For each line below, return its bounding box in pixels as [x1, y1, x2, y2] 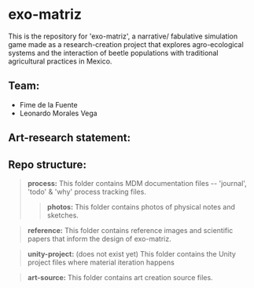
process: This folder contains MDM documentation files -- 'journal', [27, 178, 248, 188]
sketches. [46, 210, 79, 220]
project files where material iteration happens [27, 257, 175, 267]
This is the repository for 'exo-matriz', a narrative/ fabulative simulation [8, 31, 238, 41]
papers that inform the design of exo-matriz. [27, 234, 171, 243]
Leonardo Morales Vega [19, 108, 98, 118]
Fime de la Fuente [19, 100, 78, 109]
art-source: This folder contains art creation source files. [27, 272, 214, 282]
